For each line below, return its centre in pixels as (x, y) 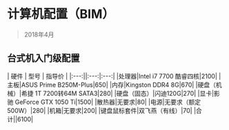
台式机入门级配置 (43, 58)
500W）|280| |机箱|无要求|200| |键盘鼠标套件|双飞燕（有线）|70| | (102, 110)
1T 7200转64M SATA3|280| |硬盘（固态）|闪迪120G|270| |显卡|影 (128, 93)
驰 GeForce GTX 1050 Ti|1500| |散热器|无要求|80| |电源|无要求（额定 (104, 102)
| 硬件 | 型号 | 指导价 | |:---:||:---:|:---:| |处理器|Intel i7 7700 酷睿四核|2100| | (114, 76)
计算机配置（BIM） (61, 14)
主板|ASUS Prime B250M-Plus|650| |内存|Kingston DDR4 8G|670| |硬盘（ (111, 85)
